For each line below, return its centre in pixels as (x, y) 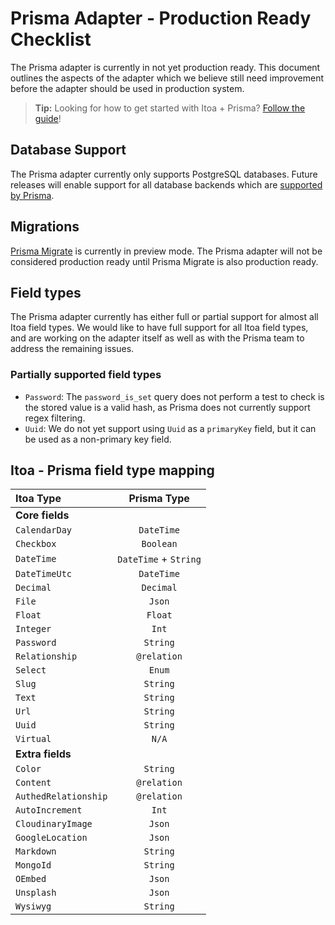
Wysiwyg (33, 906)
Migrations (45, 227)
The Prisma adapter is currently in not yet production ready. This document (165, 67)
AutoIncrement (49, 810)
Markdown (36, 851)
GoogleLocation (51, 838)
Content (33, 783)
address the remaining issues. (72, 349)
